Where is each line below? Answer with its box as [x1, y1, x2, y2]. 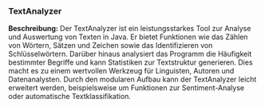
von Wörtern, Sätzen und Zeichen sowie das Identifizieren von [8, 41, 213, 50]
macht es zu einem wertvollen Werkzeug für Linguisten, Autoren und [8, 66, 235, 76]
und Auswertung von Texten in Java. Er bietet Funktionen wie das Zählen [8, 32, 248, 42]
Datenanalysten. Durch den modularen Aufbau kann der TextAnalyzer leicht [8, 74, 257, 85]
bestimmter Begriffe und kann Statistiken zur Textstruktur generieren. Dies [8, 57, 253, 67]
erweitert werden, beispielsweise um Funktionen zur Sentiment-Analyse [8, 83, 245, 93]
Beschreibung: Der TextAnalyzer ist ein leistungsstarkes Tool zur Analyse [8, 24, 251, 34]
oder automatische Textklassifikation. [8, 92, 132, 101]
